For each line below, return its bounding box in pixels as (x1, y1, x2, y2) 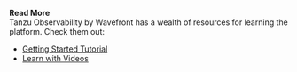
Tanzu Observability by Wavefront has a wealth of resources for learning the (9, 17, 288, 28)
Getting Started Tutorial (21, 44, 108, 54)
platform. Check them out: (9, 27, 105, 36)
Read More (9, 8, 51, 18)
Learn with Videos (21, 53, 89, 63)
